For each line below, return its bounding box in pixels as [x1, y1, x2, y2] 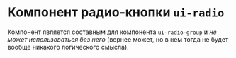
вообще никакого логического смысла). [7, 42, 129, 51]
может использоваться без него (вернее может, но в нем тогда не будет [7, 35, 229, 43]
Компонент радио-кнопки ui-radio [7, 4, 225, 21]
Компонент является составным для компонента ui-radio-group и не [7, 28, 218, 36]
